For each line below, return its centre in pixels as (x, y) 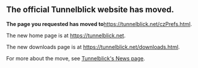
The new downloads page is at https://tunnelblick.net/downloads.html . (93, 47)
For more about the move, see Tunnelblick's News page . (76, 58)
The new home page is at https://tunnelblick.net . (66, 35)
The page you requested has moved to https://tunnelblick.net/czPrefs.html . (99, 24)
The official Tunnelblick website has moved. (90, 10)
